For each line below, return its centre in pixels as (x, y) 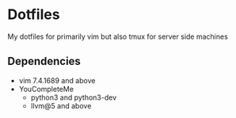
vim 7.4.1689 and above (57, 80)
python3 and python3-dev (74, 97)
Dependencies (44, 61)
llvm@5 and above (61, 105)
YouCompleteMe (46, 89)
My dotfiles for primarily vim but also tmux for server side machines (118, 36)
